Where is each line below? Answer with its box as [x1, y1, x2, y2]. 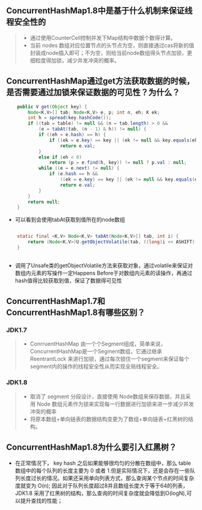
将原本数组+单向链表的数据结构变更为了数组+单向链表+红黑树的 [29, 415, 188, 423]
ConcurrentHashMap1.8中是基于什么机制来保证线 [6, 5, 193, 16]
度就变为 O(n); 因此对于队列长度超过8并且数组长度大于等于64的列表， [14, 482, 188, 489]
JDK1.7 [6, 326, 27, 334]
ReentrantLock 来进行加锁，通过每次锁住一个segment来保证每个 [29, 355, 189, 362]
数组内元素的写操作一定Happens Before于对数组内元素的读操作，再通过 [14, 269, 192, 276]
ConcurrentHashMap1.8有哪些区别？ [6, 308, 145, 318]
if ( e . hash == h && [49, 171, 98, 177]
